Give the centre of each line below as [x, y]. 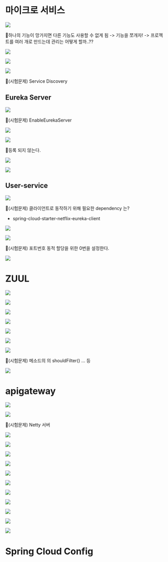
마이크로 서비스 [35, 10]
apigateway [31, 391]
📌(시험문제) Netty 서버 [28, 425]
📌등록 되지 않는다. [23, 150]
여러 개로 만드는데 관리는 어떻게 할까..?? [54, 41]
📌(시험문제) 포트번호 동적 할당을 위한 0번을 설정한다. [57, 248]
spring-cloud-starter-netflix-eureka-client [56, 218]
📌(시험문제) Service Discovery [36, 81]
